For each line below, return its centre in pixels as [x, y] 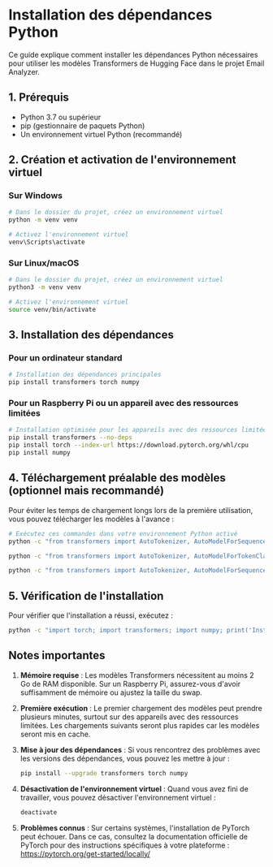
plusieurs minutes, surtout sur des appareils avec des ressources [129, 717]
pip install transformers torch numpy [74, 382]
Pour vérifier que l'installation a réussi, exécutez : [91, 615]
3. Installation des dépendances [91, 335]
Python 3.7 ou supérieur [61, 117]
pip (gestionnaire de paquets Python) [82, 125]
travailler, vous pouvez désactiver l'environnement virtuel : [118, 797]
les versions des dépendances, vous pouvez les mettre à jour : [125, 758]
